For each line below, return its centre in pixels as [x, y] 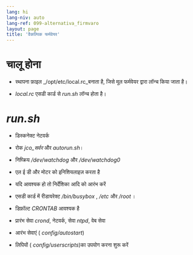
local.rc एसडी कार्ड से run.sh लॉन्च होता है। [61, 94]
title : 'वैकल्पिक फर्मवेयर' [33, 35]
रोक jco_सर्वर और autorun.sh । [49, 148]
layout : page [23, 29]
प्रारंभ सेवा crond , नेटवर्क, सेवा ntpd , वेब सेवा [60, 220]
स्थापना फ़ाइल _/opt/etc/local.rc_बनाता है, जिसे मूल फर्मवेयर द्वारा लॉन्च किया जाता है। [101, 82]
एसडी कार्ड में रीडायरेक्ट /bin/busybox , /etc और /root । [76, 196]
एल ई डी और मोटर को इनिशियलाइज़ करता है [57, 172]
